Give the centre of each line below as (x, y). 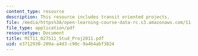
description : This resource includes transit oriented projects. (88, 17)
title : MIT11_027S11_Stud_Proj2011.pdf (55, 38)
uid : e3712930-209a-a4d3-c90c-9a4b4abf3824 (60, 44)
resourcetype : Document (35, 33)
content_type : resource (35, 11)
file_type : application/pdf (41, 28)
